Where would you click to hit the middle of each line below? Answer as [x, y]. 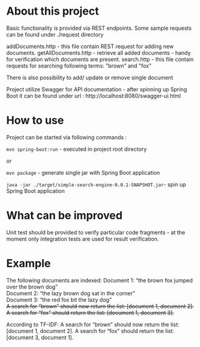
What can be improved [65, 216]
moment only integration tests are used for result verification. [83, 239]
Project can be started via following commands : [67, 137]
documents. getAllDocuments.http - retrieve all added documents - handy [98, 52]
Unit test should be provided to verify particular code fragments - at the [96, 232]
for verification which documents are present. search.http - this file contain [100, 59]
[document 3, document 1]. [40, 337]
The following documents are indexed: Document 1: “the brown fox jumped [99, 280]
